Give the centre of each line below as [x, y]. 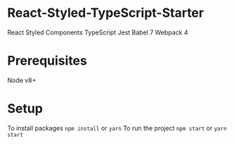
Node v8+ [22, 80]
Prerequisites [47, 61]
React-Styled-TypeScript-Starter [106, 13]
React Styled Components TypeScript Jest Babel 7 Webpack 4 [98, 32]
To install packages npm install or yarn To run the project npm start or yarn [117, 128]
